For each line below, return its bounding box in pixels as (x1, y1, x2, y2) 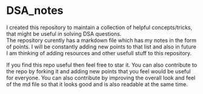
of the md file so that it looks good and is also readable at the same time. (6, 80, 188, 88)
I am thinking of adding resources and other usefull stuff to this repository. (6, 49, 192, 56)
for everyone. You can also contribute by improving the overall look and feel (6, 74, 196, 81)
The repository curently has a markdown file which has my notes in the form (6, 36, 197, 44)
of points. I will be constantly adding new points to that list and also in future (6, 43, 197, 50)
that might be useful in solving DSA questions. (6, 30, 122, 37)
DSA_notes (6, 4, 64, 18)
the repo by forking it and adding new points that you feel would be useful (6, 67, 191, 75)
